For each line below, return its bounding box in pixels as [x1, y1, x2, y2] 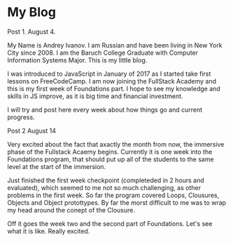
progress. [7, 113, 35, 121]
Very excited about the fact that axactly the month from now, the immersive [7, 140, 225, 148]
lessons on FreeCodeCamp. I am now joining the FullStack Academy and [7, 76, 217, 85]
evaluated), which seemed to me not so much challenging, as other [7, 183, 202, 191]
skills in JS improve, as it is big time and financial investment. [7, 92, 183, 100]
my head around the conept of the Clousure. [7, 206, 135, 214]
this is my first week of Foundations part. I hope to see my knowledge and [7, 84, 220, 93]
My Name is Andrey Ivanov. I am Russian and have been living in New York [7, 41, 223, 49]
